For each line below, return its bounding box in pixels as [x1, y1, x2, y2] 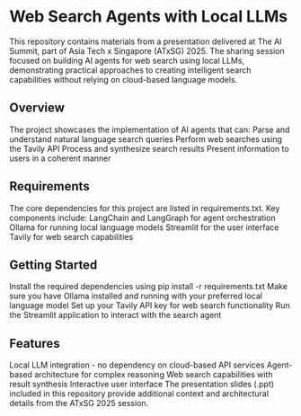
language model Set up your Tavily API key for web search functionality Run [9, 300, 290, 311]
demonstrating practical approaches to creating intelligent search [9, 65, 252, 75]
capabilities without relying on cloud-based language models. [9, 74, 238, 84]
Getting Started [9, 257, 98, 272]
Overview [9, 101, 66, 116]
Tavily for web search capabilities [9, 231, 134, 242]
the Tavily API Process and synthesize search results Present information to [9, 143, 289, 154]
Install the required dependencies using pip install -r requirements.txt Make [9, 281, 288, 292]
